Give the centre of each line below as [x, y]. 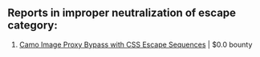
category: [32, 26]
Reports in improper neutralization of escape [122, 13]
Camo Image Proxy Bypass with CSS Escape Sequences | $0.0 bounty [136, 44]
